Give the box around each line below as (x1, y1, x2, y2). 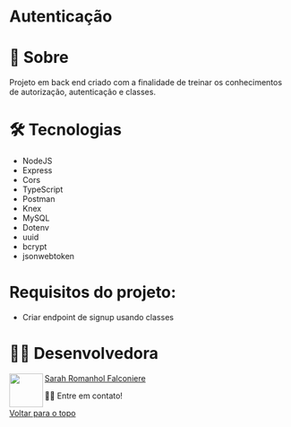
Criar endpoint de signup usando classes (21, 312, 175, 322)
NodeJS (21, 155, 53, 167)
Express (21, 165, 53, 176)
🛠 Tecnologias (9, 119, 123, 140)
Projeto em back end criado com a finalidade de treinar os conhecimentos (9, 77, 283, 88)
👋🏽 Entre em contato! (44, 390, 124, 401)
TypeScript (21, 184, 64, 195)
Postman (21, 194, 56, 205)
